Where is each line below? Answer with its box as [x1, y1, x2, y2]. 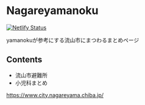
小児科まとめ [15, 79, 48, 86]
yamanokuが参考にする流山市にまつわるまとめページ [6, 36, 140, 43]
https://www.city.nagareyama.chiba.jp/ [6, 91, 104, 98]
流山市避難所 [15, 71, 48, 79]
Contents [6, 54, 43, 65]
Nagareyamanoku [6, 4, 99, 18]
